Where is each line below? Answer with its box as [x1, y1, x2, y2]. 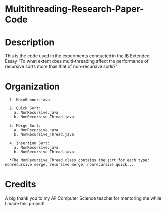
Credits [5, 179, 36, 190]
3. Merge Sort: [9, 123, 41, 128]
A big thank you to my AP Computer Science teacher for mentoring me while [5, 195, 162, 201]
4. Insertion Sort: [9, 141, 50, 146]
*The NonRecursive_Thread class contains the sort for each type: [9, 158, 150, 163]
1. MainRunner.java [9, 98, 50, 103]
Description [5, 37, 55, 48]
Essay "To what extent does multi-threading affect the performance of [5, 58, 149, 64]
